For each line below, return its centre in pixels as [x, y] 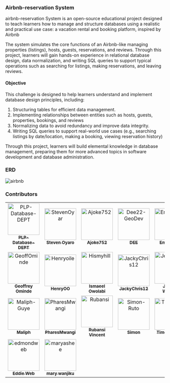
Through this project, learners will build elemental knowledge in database [82, 146]
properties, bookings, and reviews [48, 120]
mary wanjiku [60, 374]
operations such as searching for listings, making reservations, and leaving [83, 66]
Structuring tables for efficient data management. [64, 109]
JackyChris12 [134, 289]
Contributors [22, 194]
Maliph [24, 332]
